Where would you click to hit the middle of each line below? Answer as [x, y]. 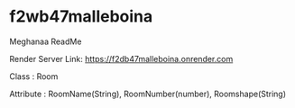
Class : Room [34, 76]
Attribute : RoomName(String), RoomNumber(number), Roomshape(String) [148, 94]
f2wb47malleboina [81, 17]
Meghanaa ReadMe [46, 41]
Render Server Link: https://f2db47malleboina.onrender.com [121, 58]
